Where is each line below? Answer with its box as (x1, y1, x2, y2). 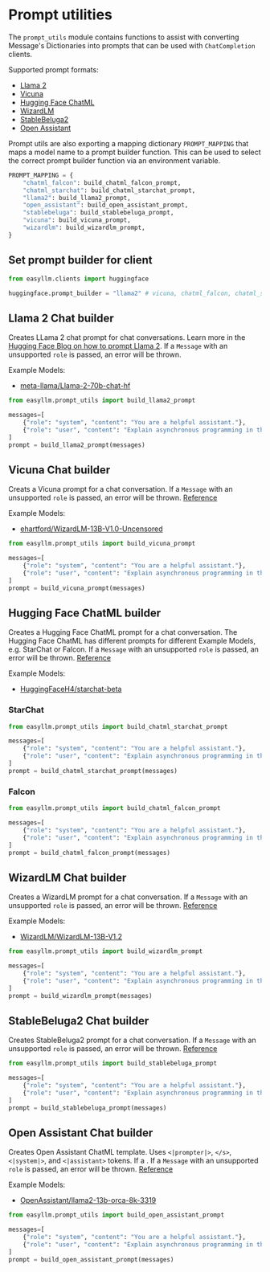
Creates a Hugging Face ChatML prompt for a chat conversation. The (8, 628, 238, 637)
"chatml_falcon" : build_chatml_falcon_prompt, (22, 178, 182, 186)
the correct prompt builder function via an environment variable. (8, 155, 221, 166)
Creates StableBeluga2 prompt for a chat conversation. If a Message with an (8, 1035, 256, 1045)
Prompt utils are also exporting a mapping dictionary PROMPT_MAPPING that (8, 138, 249, 148)
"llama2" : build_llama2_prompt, (22, 194, 131, 202)
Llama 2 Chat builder (8, 311, 114, 325)
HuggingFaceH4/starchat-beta (19, 685, 122, 694)
